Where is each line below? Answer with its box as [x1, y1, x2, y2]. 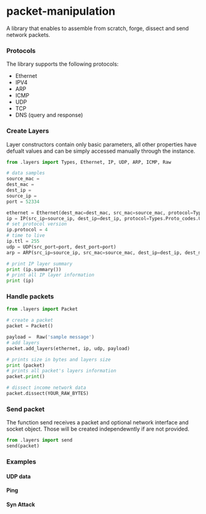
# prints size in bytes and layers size [6, 356, 112, 362]
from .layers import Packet [6, 306, 78, 312]
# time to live [6, 232, 45, 239]
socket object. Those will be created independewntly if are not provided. [6, 425, 190, 433]
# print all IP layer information [6, 272, 95, 278]
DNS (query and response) [15, 112, 83, 119]
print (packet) [6, 362, 45, 369]
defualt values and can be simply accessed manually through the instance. [6, 147, 196, 155]
